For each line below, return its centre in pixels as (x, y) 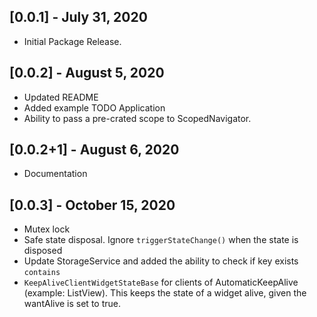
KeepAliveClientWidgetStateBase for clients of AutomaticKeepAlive (161, 282)
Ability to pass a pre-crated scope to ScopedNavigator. (137, 118)
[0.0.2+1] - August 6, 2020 (94, 150)
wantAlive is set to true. (72, 304)
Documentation (55, 174)
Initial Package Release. (72, 41)
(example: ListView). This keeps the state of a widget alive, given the (165, 293)
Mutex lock (47, 229)
